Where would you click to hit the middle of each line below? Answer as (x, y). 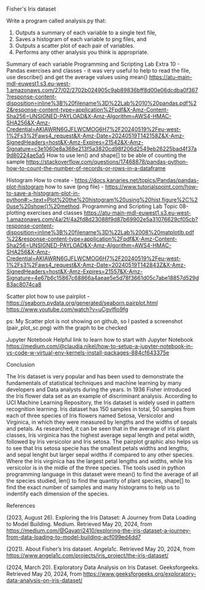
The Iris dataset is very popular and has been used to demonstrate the (95, 376)
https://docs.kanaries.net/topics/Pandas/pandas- (137, 180)
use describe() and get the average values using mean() (77, 77)
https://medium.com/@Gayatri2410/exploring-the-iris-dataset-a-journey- (99, 531)
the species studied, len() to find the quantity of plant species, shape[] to (98, 481)
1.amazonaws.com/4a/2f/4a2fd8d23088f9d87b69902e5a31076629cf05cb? (102, 219)
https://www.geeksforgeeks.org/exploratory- (140, 574)
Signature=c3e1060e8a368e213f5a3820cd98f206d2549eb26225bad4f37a (102, 149)
